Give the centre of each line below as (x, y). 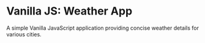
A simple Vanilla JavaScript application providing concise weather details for (102, 28)
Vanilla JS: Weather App (69, 11)
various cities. (24, 34)
